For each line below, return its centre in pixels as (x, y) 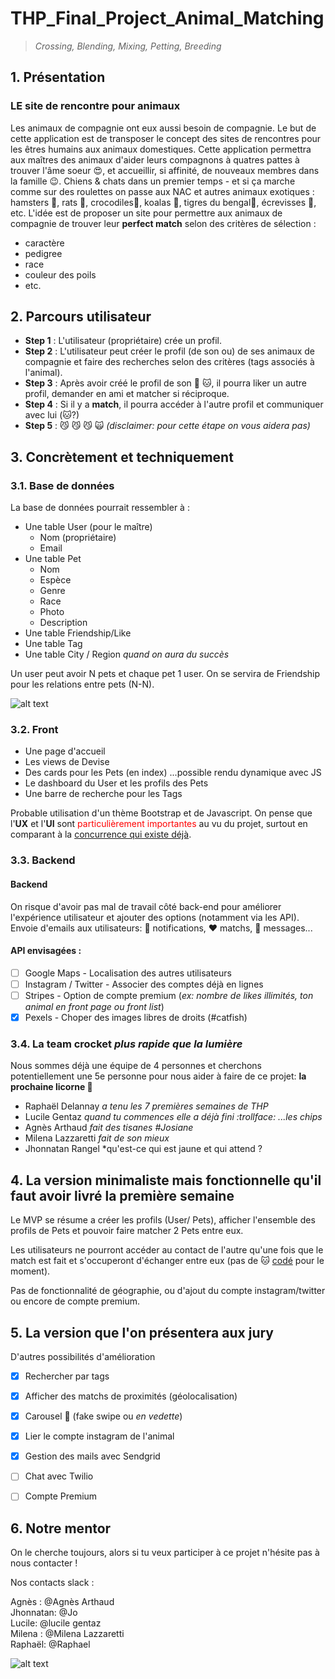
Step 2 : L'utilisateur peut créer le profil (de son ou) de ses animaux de (170, 351)
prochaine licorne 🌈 (51, 1087)
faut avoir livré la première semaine (122, 1195)
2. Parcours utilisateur (81, 317)
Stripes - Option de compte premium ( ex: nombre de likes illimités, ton (169, 995)
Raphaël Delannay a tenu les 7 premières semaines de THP (146, 1106)
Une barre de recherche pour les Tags (103, 794)
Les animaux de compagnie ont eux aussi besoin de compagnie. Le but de (163, 128)
